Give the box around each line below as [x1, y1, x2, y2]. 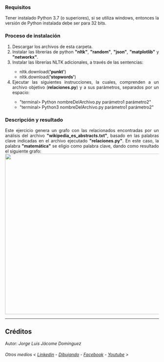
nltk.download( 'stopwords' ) [19, 74, 77, 80]
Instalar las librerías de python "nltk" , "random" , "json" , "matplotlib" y [12, 48, 160, 55]
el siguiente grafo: [5, 148, 41, 154]
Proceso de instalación [5, 32, 61, 39]
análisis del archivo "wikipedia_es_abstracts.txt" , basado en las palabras [5, 133, 159, 138]
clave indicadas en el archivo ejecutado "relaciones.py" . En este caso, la [5, 137, 159, 143]
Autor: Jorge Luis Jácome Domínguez [5, 340, 82, 346]
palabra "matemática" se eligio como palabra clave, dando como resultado [5, 143, 159, 149]
